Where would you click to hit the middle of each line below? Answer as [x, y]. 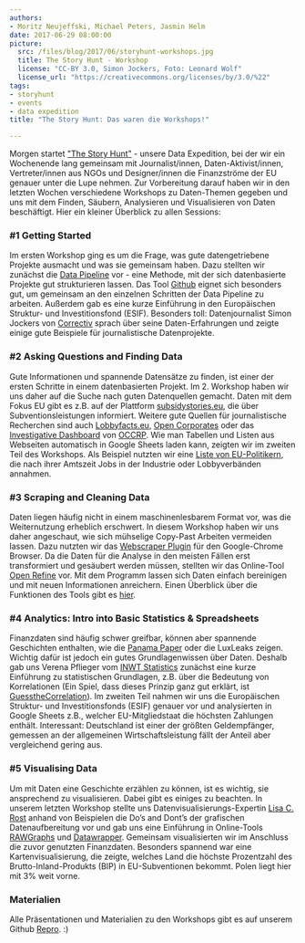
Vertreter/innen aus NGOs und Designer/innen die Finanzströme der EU [143, 173]
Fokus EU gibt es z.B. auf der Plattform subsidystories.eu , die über [134, 405]
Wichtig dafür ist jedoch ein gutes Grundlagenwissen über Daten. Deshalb [148, 657]
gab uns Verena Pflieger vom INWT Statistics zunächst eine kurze [133, 667]
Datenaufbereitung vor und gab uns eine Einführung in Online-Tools [137, 827]
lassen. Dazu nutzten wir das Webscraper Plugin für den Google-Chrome [147, 546]
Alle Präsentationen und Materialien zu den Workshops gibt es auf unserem [151, 919]
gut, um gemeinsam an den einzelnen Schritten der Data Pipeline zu [137, 294]
